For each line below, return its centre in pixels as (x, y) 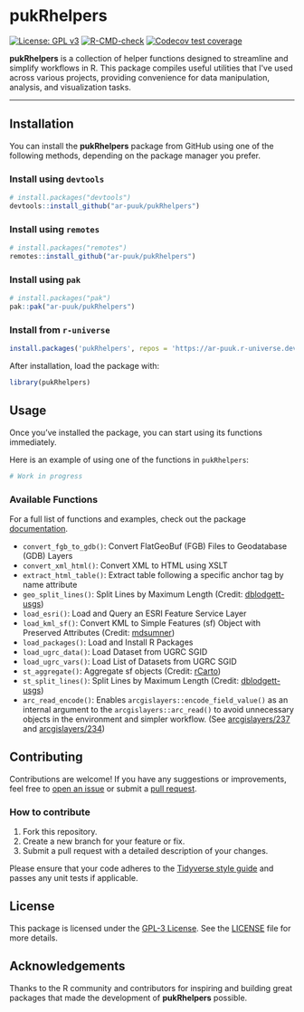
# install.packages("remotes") (68, 248)
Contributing (46, 757)
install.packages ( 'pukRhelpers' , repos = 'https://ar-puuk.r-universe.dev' (155, 349)
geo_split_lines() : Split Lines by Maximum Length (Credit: (133, 594)
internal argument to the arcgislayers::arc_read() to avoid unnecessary (158, 709)
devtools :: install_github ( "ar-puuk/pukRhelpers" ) (105, 206)
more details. (34, 938)
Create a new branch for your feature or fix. (104, 841)
